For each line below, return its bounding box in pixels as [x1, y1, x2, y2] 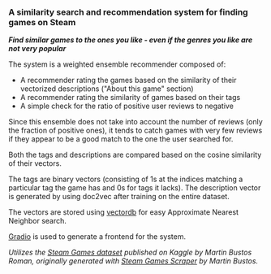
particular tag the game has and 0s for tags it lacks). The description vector [8, 183, 261, 193]
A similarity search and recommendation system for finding [8, 7, 249, 18]
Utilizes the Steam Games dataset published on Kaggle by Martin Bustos [8, 247, 252, 258]
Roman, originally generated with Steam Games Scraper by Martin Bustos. [8, 256, 258, 266]
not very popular [8, 44, 67, 54]
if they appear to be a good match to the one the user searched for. [8, 134, 234, 144]
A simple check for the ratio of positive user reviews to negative [19, 101, 234, 111]
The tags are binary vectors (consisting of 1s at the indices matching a [8, 174, 243, 185]
